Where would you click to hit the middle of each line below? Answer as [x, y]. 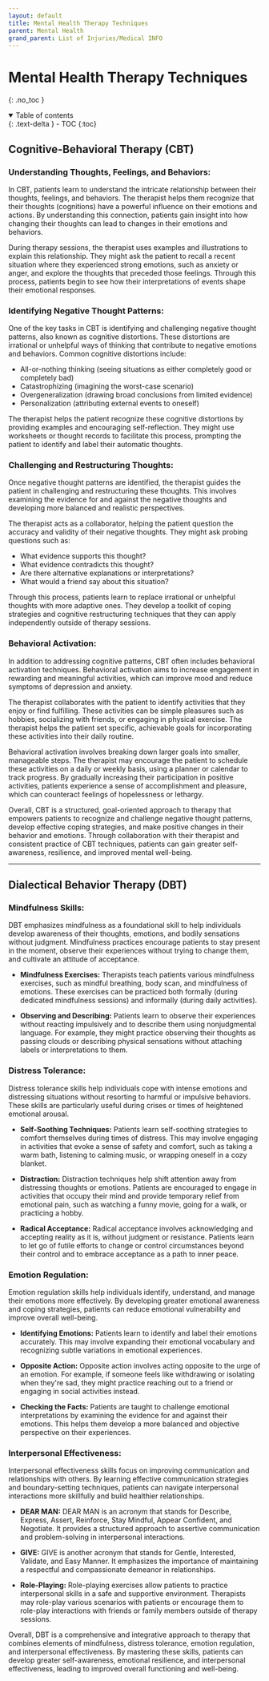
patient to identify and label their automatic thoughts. [96, 445]
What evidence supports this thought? [83, 556]
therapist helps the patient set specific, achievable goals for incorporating [130, 728]
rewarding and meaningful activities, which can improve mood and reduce [131, 678]
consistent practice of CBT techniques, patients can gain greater [115, 844]
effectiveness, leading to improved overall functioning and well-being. [123, 1669]
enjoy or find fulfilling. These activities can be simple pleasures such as [126, 711]
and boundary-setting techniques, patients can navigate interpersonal [123, 1488]
